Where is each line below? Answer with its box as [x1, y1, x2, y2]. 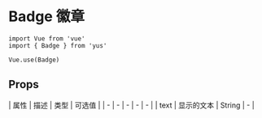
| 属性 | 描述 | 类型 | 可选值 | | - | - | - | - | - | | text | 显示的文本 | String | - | [8, 100, 255, 110]
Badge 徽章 [8, 7, 85, 26]
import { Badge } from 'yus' [8, 41, 107, 49]
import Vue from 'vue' [8, 34, 85, 43]
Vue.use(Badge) [8, 56, 60, 64]
